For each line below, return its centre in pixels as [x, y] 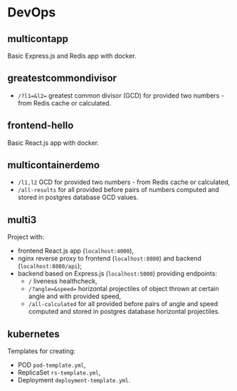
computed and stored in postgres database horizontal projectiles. [124, 312]
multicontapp [38, 39]
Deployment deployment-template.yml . [74, 380]
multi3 [22, 219]
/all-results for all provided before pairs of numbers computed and [118, 190]
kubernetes [34, 334]
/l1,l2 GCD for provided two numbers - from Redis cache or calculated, [124, 182]
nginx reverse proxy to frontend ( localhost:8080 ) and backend [109, 258]
